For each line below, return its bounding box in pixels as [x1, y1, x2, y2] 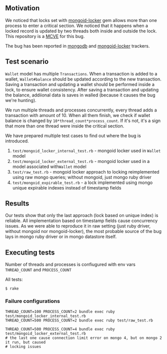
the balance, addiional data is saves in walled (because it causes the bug [5, 92, 155, 98]
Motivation [5, 4, 40, 12]
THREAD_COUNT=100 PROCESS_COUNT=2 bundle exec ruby [5, 309, 115, 314]
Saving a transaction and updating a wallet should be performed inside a [5, 81, 155, 87]
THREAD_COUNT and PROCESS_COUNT [5, 267, 71, 273]
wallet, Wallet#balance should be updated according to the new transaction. [5, 76, 161, 82]
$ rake [5, 286, 19, 291]
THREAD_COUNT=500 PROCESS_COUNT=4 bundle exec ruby [5, 326, 115, 331]
